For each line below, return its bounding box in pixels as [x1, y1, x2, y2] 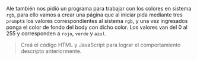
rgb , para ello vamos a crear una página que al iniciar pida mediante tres [6, 11, 183, 18]
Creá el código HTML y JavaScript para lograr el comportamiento [20, 41, 181, 48]
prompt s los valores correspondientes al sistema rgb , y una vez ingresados [6, 18, 188, 24]
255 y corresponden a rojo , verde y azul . [6, 30, 107, 37]
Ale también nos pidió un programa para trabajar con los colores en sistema [6, 5, 192, 12]
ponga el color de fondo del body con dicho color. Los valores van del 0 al [6, 24, 188, 31]
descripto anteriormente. [20, 48, 82, 55]
